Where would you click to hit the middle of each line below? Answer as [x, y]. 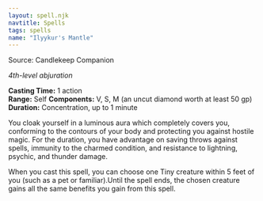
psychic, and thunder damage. [58, 157]
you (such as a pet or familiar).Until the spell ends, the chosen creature [124, 180]
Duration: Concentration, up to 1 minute [73, 108]
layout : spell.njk [38, 15]
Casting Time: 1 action [46, 91]
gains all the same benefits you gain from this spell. [92, 189]
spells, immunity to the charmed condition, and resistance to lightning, [123, 148]
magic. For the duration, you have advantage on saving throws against [123, 140]
